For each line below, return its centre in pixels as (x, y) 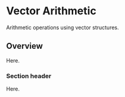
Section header (29, 76)
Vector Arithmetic (51, 11)
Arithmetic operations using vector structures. (62, 27)
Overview (25, 46)
